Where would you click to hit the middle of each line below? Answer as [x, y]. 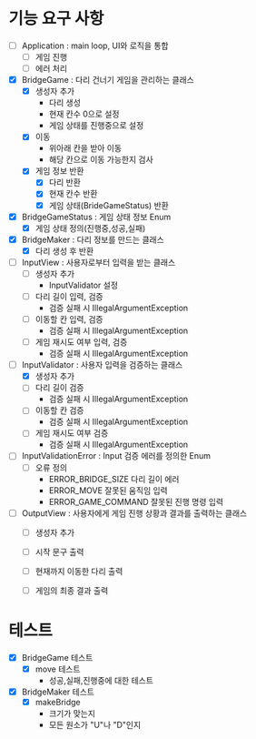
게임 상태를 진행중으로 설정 [96, 126]
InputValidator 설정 [84, 285]
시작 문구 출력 [59, 552]
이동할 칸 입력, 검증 [69, 319]
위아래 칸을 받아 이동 [85, 148]
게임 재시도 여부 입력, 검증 [81, 342]
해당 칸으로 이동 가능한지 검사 [101, 159]
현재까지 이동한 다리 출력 [79, 571]
